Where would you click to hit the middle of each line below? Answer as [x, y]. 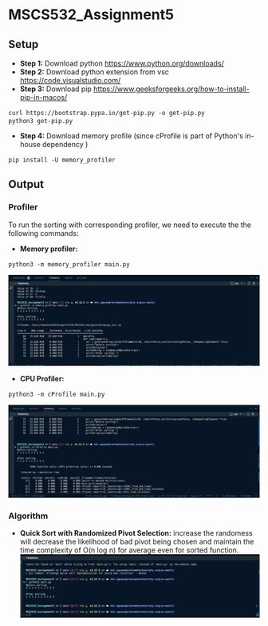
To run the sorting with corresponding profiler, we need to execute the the [130, 225]
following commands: [43, 233]
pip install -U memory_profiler [62, 160]
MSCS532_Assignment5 [91, 15]
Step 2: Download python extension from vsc [95, 72]
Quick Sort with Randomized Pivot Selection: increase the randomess [136, 533]
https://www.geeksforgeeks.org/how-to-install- [171, 89]
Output [26, 184]
